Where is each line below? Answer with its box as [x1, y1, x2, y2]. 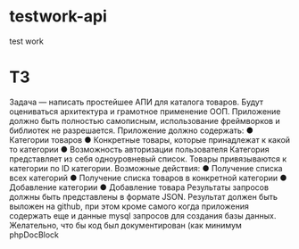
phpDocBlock [9, 229, 60, 240]
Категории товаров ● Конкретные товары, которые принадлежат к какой [9, 134, 291, 145]
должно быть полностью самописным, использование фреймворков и [9, 115, 280, 126]
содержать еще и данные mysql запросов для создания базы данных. [9, 210, 277, 220]
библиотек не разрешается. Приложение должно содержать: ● [9, 125, 254, 136]
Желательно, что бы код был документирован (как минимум [9, 220, 243, 230]
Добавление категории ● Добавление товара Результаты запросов [9, 181, 270, 193]
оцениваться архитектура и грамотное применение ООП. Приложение [9, 105, 281, 117]
